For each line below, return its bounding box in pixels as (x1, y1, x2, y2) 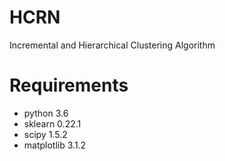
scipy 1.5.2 (23, 128, 68, 140)
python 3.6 (23, 107, 69, 119)
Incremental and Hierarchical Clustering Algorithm (9, 39, 216, 51)
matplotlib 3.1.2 (23, 139, 87, 151)
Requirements (9, 74, 129, 97)
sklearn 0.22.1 (23, 117, 82, 130)
